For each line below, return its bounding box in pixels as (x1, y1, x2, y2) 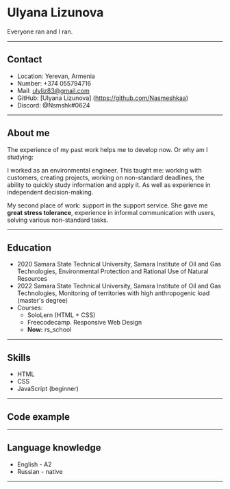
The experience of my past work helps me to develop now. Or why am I (7, 145, 208, 153)
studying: (7, 153, 34, 161)
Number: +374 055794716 (16, 79, 91, 87)
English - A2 (16, 460, 53, 468)
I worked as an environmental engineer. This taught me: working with (7, 166, 202, 174)
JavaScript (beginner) (16, 385, 79, 393)
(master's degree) (16, 297, 68, 305)
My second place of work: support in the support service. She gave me (7, 201, 208, 210)
